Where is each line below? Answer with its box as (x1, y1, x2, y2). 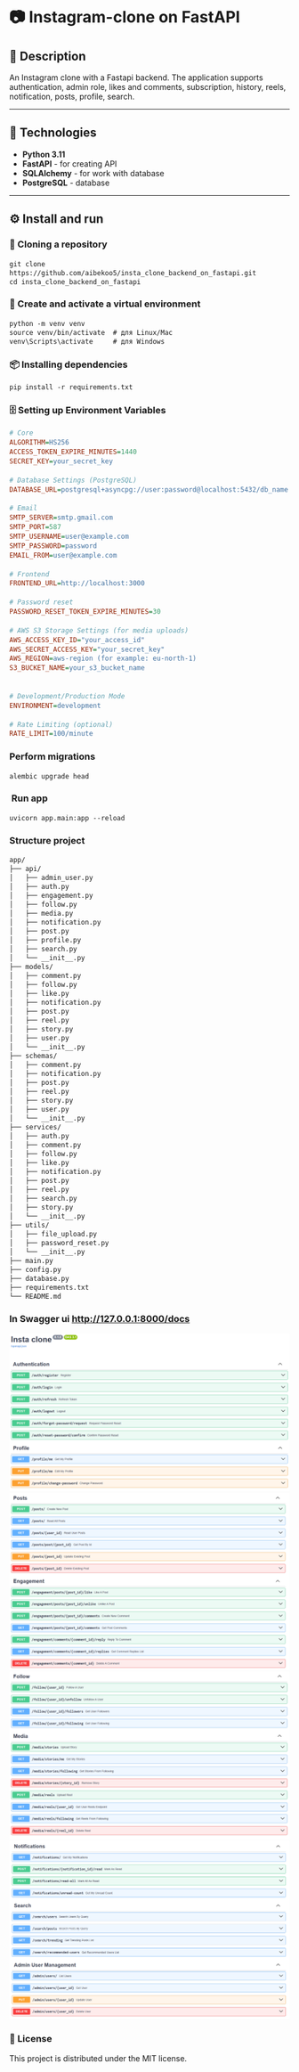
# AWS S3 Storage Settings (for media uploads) (9, 625, 190, 635)
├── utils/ (9, 1221, 50, 1230)
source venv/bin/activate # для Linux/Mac (9, 328, 174, 337)
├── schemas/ (9, 1052, 58, 1061)
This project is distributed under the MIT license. (9, 2052, 188, 2063)
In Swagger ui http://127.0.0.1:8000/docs (9, 1313, 190, 1326)
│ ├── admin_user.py (9, 874, 93, 883)
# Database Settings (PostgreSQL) (9, 476, 138, 485)
